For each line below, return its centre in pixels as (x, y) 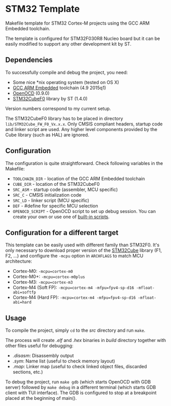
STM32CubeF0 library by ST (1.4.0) (50, 98)
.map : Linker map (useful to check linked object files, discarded (80, 367)
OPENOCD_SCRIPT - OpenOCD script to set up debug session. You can (84, 211)
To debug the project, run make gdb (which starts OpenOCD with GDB (78, 382)
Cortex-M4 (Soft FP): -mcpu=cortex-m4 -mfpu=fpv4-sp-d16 (73, 288)
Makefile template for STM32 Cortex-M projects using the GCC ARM (78, 23)
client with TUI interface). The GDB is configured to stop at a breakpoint (81, 393)
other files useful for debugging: (39, 346)
